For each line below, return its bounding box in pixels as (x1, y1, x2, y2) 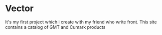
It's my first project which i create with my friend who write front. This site (5, 19, 157, 25)
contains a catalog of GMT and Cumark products (5, 24, 106, 30)
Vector (5, 3, 34, 14)
